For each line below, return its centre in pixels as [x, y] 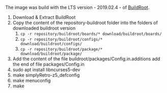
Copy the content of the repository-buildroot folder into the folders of [85, 23]
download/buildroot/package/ [51, 54]
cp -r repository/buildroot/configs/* [61, 39]
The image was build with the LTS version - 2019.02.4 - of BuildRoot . [77, 7]
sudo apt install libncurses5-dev [46, 69]
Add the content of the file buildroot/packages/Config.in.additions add [86, 59]
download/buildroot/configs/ [51, 44]
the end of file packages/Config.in [49, 64]
